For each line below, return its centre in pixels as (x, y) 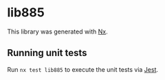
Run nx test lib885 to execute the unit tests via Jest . (83, 69)
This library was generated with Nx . (57, 31)
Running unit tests (47, 53)
